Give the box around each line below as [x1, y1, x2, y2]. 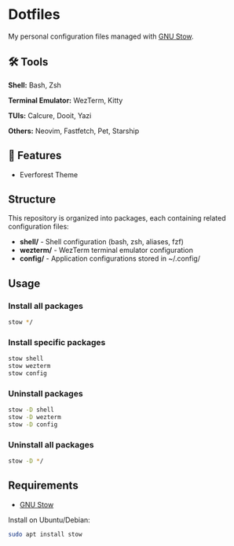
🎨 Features [8, 149, 62, 162]
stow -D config [8, 420, 58, 429]
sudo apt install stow [8, 530, 82, 538]
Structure [8, 192, 57, 206]
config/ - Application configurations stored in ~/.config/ [19, 254, 200, 263]
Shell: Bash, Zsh [8, 80, 61, 90]
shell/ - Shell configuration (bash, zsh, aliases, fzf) [19, 237, 185, 247]
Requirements [8, 479, 79, 492]
